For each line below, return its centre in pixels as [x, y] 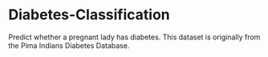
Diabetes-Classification [89, 15]
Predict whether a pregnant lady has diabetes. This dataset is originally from [134, 37]
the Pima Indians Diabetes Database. [69, 45]
